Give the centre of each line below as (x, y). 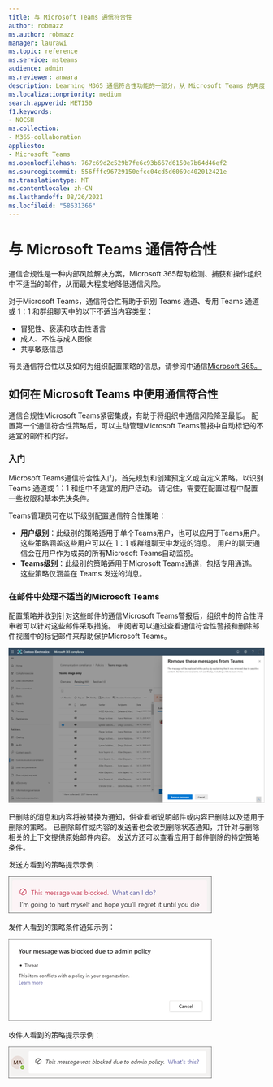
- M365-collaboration (45, 137)
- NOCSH (22, 120)
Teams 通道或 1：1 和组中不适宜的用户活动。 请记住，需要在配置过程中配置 (133, 488)
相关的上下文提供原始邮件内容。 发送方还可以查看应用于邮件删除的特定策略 (134, 837)
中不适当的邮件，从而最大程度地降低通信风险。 (87, 284)
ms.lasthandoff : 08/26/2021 (56, 198)
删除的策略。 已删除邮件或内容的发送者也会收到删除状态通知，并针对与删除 (134, 827)
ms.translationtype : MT (49, 180)
